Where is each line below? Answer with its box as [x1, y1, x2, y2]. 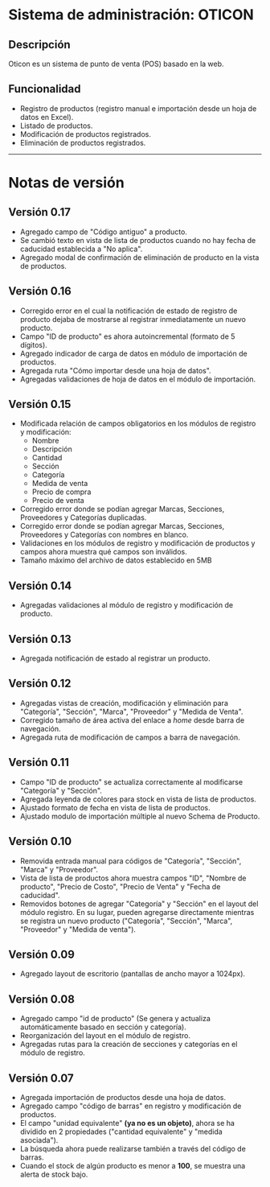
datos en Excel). [19, 112, 74, 122]
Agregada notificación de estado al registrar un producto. [19, 653, 211, 663]
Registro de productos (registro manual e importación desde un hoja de [19, 103, 257, 113]
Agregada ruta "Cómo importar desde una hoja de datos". [19, 365, 211, 375]
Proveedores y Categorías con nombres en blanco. [19, 530, 189, 540]
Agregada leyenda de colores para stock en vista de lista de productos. [19, 794, 257, 804]
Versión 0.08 [8, 992, 75, 1006]
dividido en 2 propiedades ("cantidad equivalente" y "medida [19, 1127, 223, 1136]
